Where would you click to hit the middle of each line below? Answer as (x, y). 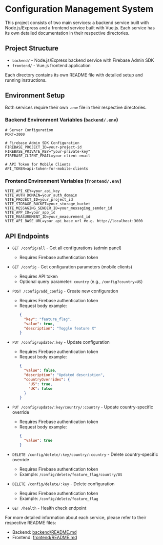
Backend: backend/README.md (44, 532)
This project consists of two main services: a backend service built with (77, 23)
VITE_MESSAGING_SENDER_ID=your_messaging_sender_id (59, 208)
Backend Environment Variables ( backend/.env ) (62, 120)
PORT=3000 (15, 134)
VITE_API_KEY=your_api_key (32, 191)
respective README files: (31, 522)
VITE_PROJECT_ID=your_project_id (39, 200)
